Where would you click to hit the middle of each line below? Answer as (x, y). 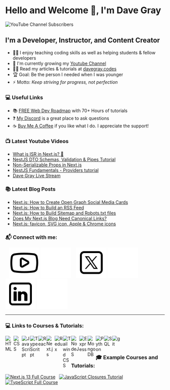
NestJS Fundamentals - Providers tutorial (55, 170)
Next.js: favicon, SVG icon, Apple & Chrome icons (64, 224)
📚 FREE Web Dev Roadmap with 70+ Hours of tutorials (70, 111)
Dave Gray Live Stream (36, 176)
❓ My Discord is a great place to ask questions (61, 118)
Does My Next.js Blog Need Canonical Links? (60, 218)
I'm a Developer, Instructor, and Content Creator (83, 40)
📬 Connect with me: (31, 237)
